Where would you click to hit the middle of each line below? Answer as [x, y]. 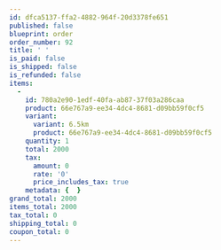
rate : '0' [51, 174]
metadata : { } [53, 191]
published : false [41, 26]
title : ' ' [29, 51]
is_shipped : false [43, 67]
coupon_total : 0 [39, 231]
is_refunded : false [45, 75]
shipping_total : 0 [43, 223]
